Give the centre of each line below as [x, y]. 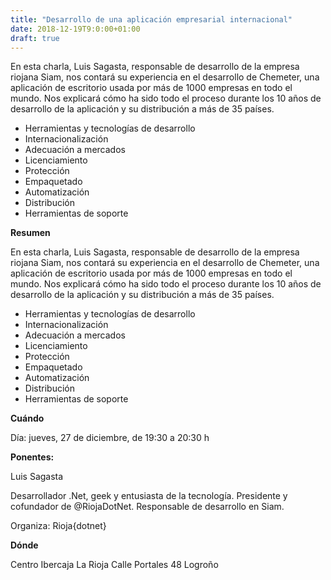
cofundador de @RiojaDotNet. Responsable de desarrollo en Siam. [147, 507]
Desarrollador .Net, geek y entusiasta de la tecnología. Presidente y [149, 496]
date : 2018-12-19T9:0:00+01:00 [75, 29]
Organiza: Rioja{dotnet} [58, 526]
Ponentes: [32, 457]
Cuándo [27, 418]
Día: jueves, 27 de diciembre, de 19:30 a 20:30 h [110, 438]
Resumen [30, 233]
